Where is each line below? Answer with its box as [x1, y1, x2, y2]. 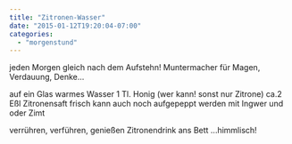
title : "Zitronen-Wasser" [9, 12, 105, 22]
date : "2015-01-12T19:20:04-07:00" [9, 21, 142, 30]
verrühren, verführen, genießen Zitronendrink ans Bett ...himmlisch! [9, 125, 257, 136]
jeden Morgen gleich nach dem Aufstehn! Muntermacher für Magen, [9, 62, 261, 73]
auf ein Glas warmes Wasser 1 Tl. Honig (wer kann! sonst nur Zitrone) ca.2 [9, 89, 283, 100]
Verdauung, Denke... [9, 72, 85, 83]
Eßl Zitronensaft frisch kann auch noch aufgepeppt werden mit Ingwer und [9, 99, 284, 109]
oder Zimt [9, 108, 46, 118]
